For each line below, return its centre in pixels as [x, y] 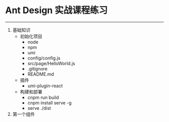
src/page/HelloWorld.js [51, 63]
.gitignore [37, 69]
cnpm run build [43, 97]
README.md [41, 74]
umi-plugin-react [45, 86]
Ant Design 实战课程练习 [57, 10]
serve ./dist [39, 108]
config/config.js [44, 58]
